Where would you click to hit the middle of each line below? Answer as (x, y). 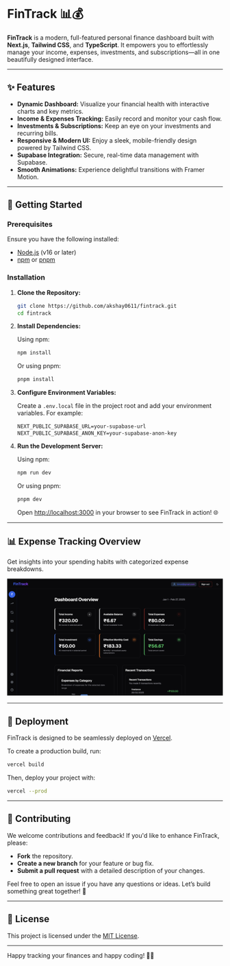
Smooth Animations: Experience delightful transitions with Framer (111, 169)
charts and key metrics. (50, 111)
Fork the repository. (45, 856)
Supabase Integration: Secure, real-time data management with (108, 155)
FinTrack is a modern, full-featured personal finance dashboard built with (111, 37)
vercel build (26, 765)
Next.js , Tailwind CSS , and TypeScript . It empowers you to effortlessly (108, 45)
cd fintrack (34, 313)
